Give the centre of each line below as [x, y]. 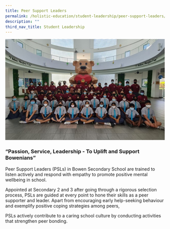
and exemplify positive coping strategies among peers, [62, 206]
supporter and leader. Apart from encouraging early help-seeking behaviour [85, 200]
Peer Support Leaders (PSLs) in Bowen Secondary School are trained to [80, 169]
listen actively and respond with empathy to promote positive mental [76, 174]
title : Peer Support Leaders [36, 11]
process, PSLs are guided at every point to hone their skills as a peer [77, 195]
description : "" [22, 21]
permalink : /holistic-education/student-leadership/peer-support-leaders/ [86, 16]
